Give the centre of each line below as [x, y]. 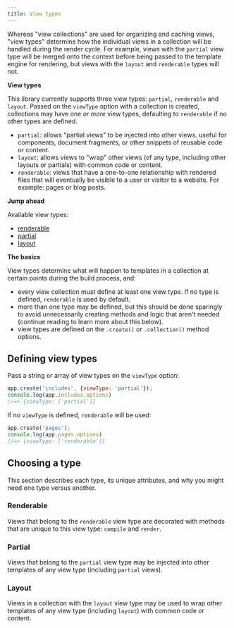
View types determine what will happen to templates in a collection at [108, 270]
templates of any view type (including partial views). [85, 570]
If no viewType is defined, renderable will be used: [79, 415]
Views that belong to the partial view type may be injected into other [108, 562]
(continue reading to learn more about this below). [90, 321]
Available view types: [38, 214]
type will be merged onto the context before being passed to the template [115, 56]
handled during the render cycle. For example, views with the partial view [116, 49]
